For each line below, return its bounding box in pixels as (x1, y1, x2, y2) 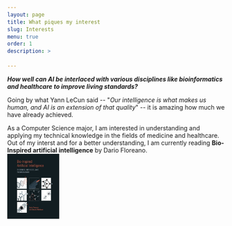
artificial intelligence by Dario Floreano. (32, 146, 148, 154)
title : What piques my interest (7, 18, 100, 26)
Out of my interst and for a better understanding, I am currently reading (7, 139, 211, 147)
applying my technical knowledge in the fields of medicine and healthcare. (7, 131, 220, 139)
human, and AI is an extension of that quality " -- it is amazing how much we (7, 103, 225, 111)
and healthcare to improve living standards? (7, 82, 139, 90)
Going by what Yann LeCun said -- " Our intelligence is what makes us (7, 96, 206, 104)
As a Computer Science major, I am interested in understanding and (7, 123, 201, 132)
